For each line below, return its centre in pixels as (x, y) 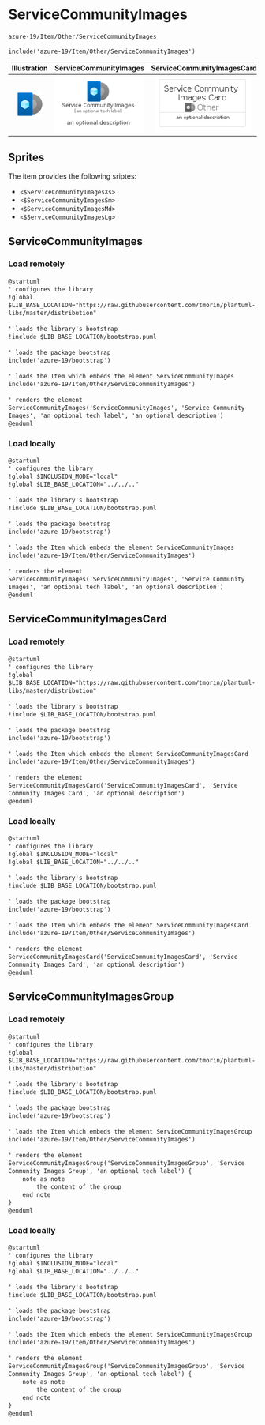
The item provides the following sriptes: (73, 176)
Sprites (26, 157)
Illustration (30, 68)
